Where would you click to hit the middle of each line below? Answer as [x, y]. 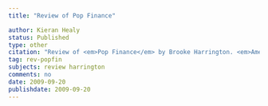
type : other [28, 45]
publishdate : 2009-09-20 [49, 89]
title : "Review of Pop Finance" [62, 16]
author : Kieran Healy [44, 30]
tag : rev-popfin [35, 60]
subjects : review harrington [57, 67]
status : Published [39, 37]
